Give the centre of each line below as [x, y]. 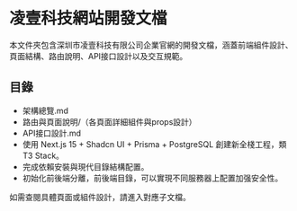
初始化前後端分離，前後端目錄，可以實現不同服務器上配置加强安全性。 [153, 178]
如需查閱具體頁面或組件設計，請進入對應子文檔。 [100, 197]
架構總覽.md [45, 110]
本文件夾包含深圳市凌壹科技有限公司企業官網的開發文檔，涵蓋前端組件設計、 [151, 45]
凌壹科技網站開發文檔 [89, 18]
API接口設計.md [52, 133]
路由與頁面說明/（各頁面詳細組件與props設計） [109, 121]
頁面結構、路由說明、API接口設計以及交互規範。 [99, 56]
